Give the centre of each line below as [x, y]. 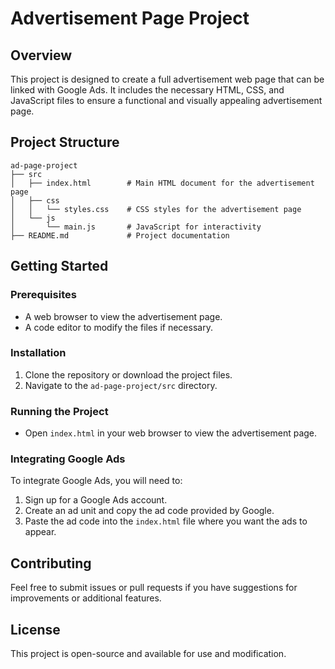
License [35, 629]
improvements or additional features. [86, 598]
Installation [38, 353]
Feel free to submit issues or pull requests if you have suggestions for [154, 588]
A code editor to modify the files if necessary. [118, 327]
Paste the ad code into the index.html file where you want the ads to [166, 521]
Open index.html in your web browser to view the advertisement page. [171, 433]
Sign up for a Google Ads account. [96, 500]
